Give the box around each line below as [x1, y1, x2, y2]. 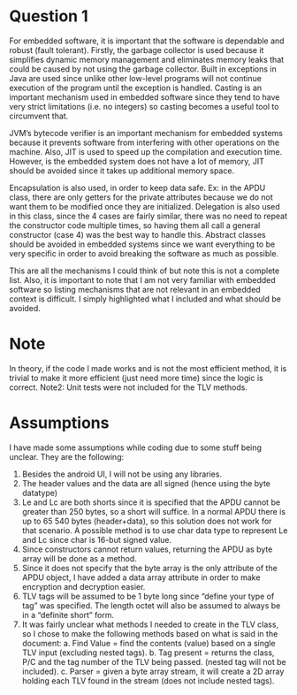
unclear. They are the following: [9, 451, 125, 462]
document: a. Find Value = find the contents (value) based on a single [21, 638, 276, 648]
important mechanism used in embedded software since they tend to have [9, 91, 280, 103]
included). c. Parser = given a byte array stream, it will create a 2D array [21, 666, 285, 676]
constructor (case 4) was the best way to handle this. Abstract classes [9, 229, 267, 240]
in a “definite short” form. [21, 609, 115, 620]
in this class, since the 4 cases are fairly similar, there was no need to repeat [9, 210, 287, 221]
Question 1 [9, 6, 88, 27]
